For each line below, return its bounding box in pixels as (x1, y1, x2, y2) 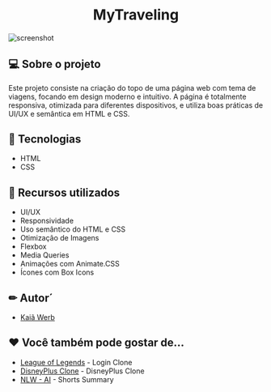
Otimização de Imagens (19, 233, 100, 243)
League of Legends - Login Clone (19, 357, 133, 367)
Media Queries (19, 250, 70, 260)
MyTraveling (92, 6, 180, 24)
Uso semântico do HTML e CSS (19, 224, 126, 234)
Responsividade (19, 216, 74, 226)
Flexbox (19, 241, 47, 252)
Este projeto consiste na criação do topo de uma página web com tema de (8, 83, 256, 92)
